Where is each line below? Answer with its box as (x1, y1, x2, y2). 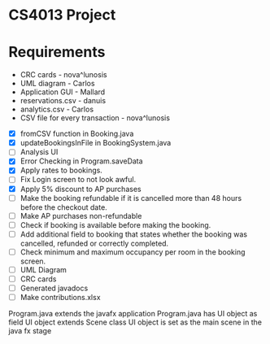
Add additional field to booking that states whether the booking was (20, 229, 248, 239)
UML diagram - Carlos (20, 79, 95, 89)
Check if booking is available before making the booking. (20, 220, 211, 229)
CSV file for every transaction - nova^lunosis (20, 113, 171, 123)
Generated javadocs (20, 283, 89, 293)
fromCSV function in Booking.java (20, 128, 134, 139)
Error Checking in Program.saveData (20, 156, 144, 166)
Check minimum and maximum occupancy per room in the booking (20, 246, 246, 257)
